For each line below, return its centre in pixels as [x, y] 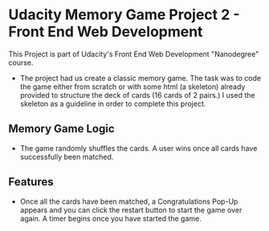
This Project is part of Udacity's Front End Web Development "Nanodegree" [134, 54]
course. [21, 63]
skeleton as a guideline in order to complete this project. [113, 103]
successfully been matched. [67, 156]
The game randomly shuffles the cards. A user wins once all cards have [139, 148]
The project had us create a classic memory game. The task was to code [141, 78]
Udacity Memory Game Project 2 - [124, 15]
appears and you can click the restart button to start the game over [131, 209]
